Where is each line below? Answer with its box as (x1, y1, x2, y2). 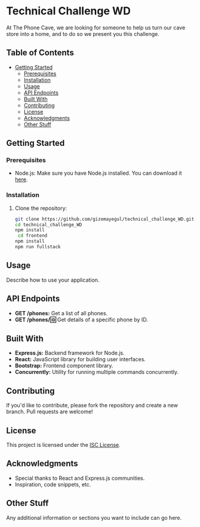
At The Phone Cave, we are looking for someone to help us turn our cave (6, 24, 186, 31)
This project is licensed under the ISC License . (6, 441, 121, 449)
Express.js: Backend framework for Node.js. (14, 349, 125, 357)
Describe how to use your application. (6, 276, 100, 284)
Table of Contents (6, 48, 75, 58)
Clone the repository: (14, 205, 67, 212)
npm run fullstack (14, 244, 61, 250)
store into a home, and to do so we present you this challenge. (6, 30, 160, 37)
